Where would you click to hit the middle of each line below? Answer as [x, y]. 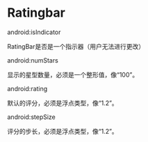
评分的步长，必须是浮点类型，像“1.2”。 [63, 131]
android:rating [27, 88]
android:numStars [33, 60]
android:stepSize [31, 117]
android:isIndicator [34, 32]
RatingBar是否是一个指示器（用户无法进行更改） [76, 46]
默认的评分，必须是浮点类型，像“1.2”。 [63, 103]
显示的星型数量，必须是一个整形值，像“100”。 [73, 74]
